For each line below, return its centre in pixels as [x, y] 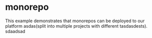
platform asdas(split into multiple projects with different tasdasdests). [76, 26]
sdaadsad [15, 31]
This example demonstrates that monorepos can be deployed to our [75, 21]
